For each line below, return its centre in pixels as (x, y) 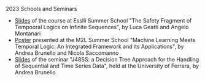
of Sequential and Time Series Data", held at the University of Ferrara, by (107, 66)
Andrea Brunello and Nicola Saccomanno (67, 53)
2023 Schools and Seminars (41, 9)
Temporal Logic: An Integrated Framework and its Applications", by (99, 46)
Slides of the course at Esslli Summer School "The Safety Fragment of (103, 20)
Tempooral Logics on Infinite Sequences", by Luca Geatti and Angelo (102, 27)
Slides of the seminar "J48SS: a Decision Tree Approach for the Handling (107, 59)
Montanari (28, 33)
